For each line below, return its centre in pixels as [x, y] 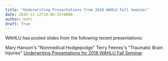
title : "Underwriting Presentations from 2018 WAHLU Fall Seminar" [77, 10]
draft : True [18, 24]
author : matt [19, 19]
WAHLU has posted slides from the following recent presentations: [74, 38]
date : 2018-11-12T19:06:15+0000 [39, 14]
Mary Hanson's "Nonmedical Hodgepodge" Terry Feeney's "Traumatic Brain [84, 47]
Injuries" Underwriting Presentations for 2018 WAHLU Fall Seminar [74, 53]
